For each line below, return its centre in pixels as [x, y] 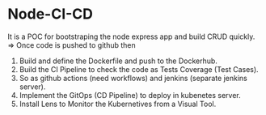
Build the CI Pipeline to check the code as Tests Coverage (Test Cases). [139, 69]
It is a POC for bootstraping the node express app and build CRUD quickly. [131, 36]
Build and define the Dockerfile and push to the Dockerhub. [118, 61]
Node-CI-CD [51, 14]
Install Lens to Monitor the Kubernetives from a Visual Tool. [118, 104]
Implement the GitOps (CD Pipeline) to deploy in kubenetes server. [130, 95]
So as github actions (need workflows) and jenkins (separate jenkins [133, 78]
